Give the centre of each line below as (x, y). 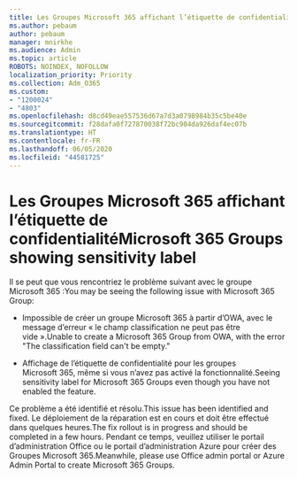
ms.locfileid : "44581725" (57, 157)
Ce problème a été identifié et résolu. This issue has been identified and (139, 409)
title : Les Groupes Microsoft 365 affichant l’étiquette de (122, 17)
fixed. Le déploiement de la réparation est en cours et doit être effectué (139, 418)
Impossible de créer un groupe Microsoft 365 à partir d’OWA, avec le (147, 318)
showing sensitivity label (103, 257)
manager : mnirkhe (41, 42)
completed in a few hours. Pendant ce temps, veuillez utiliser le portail (137, 437)
